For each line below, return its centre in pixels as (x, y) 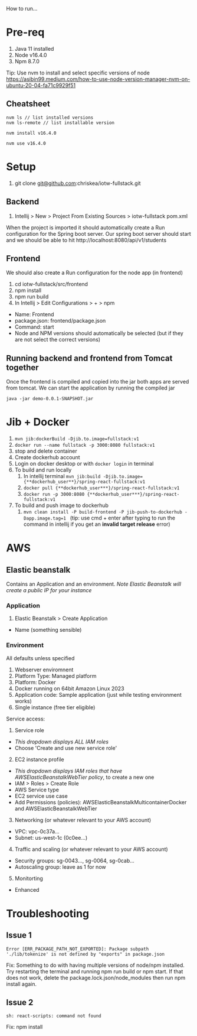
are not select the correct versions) (58, 340)
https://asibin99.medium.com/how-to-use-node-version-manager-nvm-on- (98, 79)
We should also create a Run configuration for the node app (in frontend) (95, 273)
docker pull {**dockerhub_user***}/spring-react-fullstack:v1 (101, 488)
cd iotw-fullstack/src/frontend (51, 284)
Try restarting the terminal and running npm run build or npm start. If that (95, 971)
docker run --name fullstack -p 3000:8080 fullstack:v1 (85, 446)
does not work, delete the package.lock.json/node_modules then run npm (96, 977)
